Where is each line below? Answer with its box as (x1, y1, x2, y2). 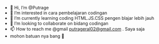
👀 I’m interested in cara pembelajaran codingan (9, 10, 107, 16)
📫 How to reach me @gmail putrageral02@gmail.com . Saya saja (9, 26, 145, 32)
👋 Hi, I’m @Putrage (9, 5, 49, 10)
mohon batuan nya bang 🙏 (9, 33, 65, 39)
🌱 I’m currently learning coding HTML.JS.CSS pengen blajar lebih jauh (9, 15, 154, 21)
